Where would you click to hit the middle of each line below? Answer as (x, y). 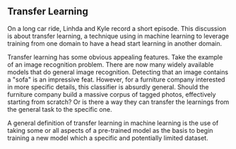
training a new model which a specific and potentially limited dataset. (108, 138)
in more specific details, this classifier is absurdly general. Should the (108, 86)
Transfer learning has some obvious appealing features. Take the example (115, 57)
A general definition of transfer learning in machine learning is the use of (113, 123)
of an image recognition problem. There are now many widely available (111, 64)
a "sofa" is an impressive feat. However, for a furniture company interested (116, 79)
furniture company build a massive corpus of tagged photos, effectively (112, 94)
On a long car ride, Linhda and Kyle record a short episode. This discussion (117, 28)
